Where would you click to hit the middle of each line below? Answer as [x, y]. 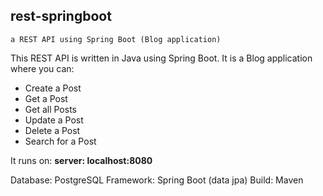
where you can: [42, 68]
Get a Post [46, 98]
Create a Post [53, 88]
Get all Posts [50, 109]
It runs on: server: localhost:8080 [81, 160]
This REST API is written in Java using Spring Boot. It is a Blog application [161, 58]
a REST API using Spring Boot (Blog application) [116, 39]
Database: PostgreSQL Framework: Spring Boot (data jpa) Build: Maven [157, 180]
